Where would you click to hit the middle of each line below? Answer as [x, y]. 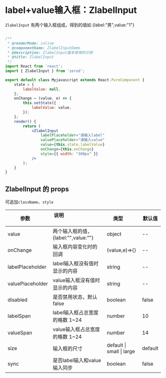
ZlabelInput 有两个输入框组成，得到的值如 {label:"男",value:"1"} [70, 25]
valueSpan [20, 333]
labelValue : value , [51, 108]
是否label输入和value [77, 361]
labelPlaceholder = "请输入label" [73, 135]
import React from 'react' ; [34, 67]
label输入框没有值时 [76, 264]
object [114, 234]
